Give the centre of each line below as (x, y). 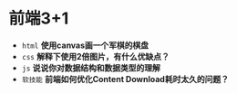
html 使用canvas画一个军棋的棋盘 (85, 45)
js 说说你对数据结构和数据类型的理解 (91, 68)
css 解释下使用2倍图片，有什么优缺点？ (96, 56)
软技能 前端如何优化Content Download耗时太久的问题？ (125, 79)
